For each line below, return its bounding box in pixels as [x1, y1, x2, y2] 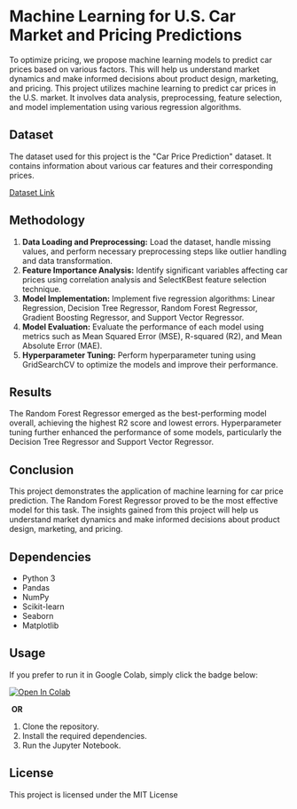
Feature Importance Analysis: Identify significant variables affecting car [21, 265, 288, 275]
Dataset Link [9, 186, 55, 197]
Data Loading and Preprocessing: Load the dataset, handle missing [21, 236, 271, 247]
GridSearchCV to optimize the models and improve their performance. [21, 359, 278, 369]
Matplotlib [21, 620, 59, 631]
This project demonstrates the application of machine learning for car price [9, 486, 284, 496]
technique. [21, 283, 62, 294]
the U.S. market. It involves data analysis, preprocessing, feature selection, [9, 91, 283, 103]
